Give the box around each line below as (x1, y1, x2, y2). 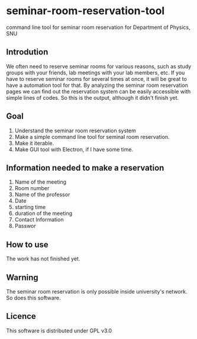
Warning (6, 272, 38, 282)
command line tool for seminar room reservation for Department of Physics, (6, 24, 190, 31)
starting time (14, 204, 46, 211)
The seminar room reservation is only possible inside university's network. (6, 288, 188, 295)
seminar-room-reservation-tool (6, 4, 165, 18)
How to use (6, 239, 49, 249)
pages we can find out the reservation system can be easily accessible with (6, 87, 191, 95)
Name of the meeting (14, 178, 67, 185)
